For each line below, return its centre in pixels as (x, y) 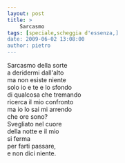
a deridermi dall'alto (36, 73)
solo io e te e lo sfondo (40, 87)
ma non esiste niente (37, 80)
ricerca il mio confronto (40, 102)
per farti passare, (32, 146)
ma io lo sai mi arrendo (40, 109)
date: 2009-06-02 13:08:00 (46, 39)
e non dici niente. (32, 153)
